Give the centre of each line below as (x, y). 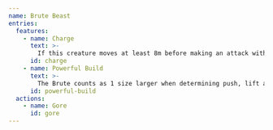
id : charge (48, 61)
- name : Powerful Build (63, 69)
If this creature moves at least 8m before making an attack (143, 53)
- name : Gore (45, 106)
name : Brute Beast (39, 16)
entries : (23, 23)
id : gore (45, 114)
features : (32, 31)
